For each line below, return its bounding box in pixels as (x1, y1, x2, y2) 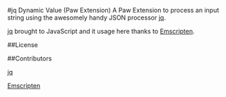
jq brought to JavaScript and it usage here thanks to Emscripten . (7, 27, 196, 35)
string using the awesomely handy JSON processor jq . (7, 13, 166, 22)
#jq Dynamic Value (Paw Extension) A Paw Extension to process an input (7, 6, 220, 14)
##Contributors (7, 54, 52, 63)
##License (7, 41, 39, 48)
